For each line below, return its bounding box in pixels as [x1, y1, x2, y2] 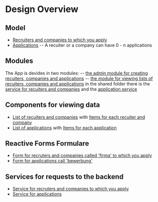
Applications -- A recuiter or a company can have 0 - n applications [12, 42, 152, 48]
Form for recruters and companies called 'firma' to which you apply [12, 152, 152, 159]
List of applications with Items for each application [12, 125, 117, 131]
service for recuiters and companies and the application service [5, 86, 137, 92]
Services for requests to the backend [5, 172, 124, 181]
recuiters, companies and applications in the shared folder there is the [5, 80, 150, 86]
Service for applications [12, 191, 62, 197]
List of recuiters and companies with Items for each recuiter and [12, 114, 145, 120]
